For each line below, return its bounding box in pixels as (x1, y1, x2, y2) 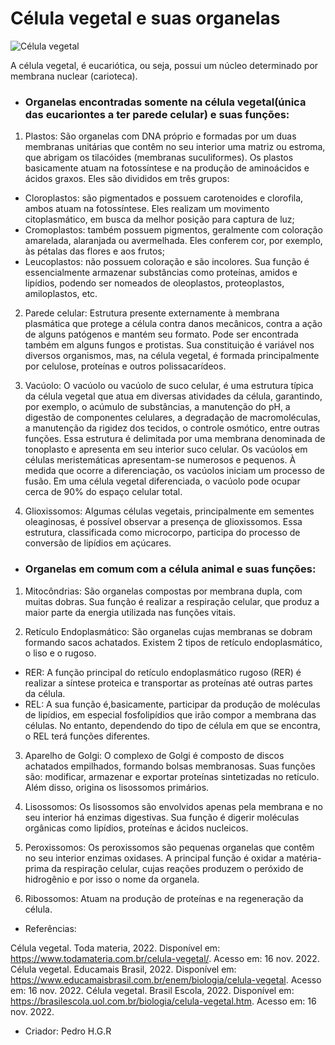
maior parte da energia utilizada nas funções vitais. (24, 606, 236, 618)
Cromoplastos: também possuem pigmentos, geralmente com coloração (24, 224, 323, 236)
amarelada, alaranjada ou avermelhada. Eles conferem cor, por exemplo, (24, 235, 323, 247)
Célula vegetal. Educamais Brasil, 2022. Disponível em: (10, 963, 237, 975)
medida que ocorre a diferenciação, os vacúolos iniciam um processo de (24, 465, 325, 477)
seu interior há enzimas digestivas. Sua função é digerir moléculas (24, 811, 300, 823)
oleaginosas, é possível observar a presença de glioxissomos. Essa (24, 516, 303, 528)
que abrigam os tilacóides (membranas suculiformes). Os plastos (24, 152, 294, 164)
